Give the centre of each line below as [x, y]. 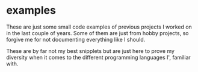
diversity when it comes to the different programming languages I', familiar [98, 57]
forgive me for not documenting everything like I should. [76, 39]
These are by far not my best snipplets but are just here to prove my [90, 51]
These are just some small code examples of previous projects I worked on [99, 27]
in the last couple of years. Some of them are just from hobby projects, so [97, 33]
